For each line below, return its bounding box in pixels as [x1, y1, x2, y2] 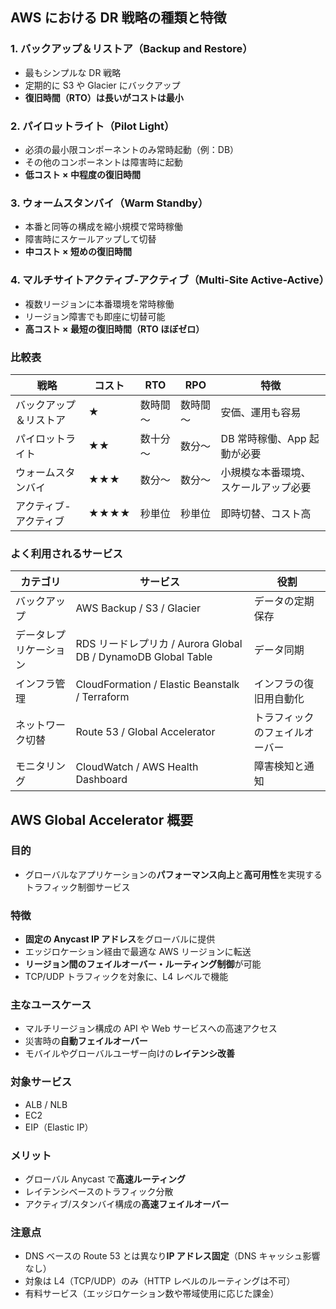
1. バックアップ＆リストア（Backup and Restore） [10, 42, 253, 56]
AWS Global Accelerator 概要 [10, 811, 194, 828]
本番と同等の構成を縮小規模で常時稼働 [24, 221, 183, 233]
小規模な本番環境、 [220, 465, 312, 479]
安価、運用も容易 [220, 405, 302, 419]
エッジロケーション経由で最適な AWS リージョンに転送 [24, 946, 252, 958]
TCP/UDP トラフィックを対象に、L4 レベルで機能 [24, 971, 229, 983]
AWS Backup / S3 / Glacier [75, 601, 202, 615]
